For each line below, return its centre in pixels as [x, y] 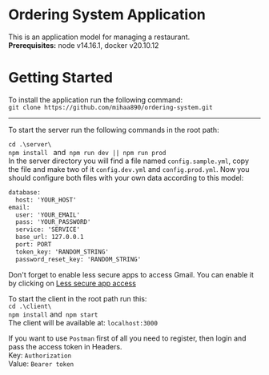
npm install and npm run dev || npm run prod [87, 152]
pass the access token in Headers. [65, 346]
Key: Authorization [40, 355]
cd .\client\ [30, 306]
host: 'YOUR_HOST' [46, 200]
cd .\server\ [30, 144]
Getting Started [61, 78]
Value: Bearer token [41, 363]
